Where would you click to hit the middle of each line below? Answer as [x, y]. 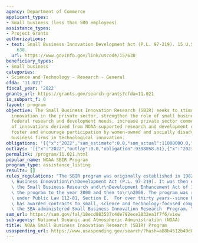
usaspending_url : [27, 231]
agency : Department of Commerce [46, 12]
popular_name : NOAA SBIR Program [47, 160]
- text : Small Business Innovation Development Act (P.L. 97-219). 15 [95, 45]
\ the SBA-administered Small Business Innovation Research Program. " [103, 209]
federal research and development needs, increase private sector [95, 121]
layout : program [26, 105]
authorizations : [26, 39]
